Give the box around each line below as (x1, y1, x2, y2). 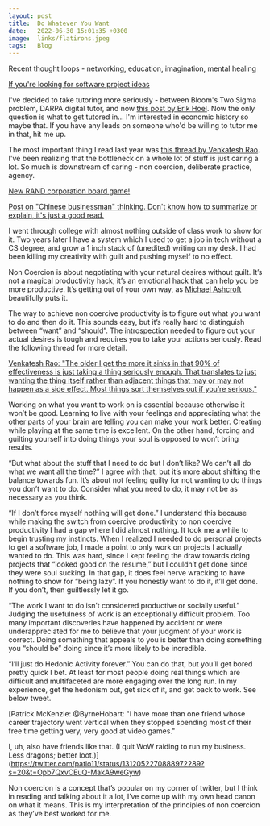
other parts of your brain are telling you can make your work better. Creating (8, 417, 262, 427)
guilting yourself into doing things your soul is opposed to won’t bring (8, 434, 239, 444)
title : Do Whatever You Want (8, 19, 110, 27)
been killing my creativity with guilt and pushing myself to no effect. (8, 251, 234, 262)
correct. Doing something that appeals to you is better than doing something (8, 635, 262, 645)
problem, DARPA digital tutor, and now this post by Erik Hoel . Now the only (8, 104, 255, 114)
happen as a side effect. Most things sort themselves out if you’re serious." (8, 384, 258, 394)
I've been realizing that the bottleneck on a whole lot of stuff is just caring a (8, 154, 260, 164)
